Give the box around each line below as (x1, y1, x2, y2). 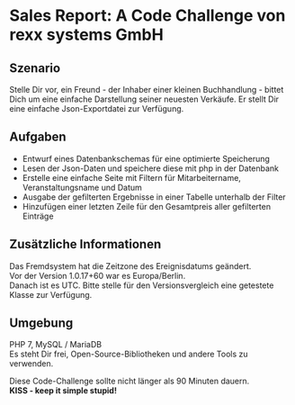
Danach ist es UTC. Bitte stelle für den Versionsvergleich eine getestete (9, 280, 274, 291)
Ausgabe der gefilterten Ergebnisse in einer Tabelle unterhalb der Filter (22, 191, 286, 202)
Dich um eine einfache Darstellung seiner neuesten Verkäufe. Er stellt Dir (9, 94, 280, 104)
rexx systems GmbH (9, 24, 164, 45)
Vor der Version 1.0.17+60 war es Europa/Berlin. (9, 270, 186, 281)
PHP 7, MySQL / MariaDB (9, 339, 102, 350)
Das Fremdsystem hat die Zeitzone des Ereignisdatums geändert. (9, 260, 252, 271)
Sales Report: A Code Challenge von (9, 5, 286, 26)
